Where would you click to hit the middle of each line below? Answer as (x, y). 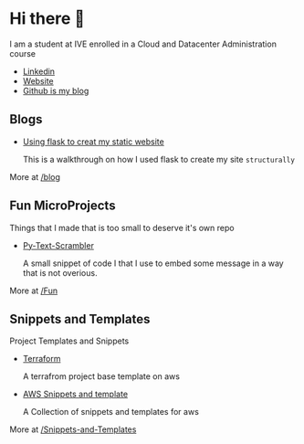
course (23, 53)
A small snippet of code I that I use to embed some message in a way (153, 263)
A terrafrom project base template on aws (101, 376)
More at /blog (35, 176)
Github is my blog (56, 90)
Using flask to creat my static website (93, 142)
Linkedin (39, 71)
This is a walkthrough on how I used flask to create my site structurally (158, 159)
